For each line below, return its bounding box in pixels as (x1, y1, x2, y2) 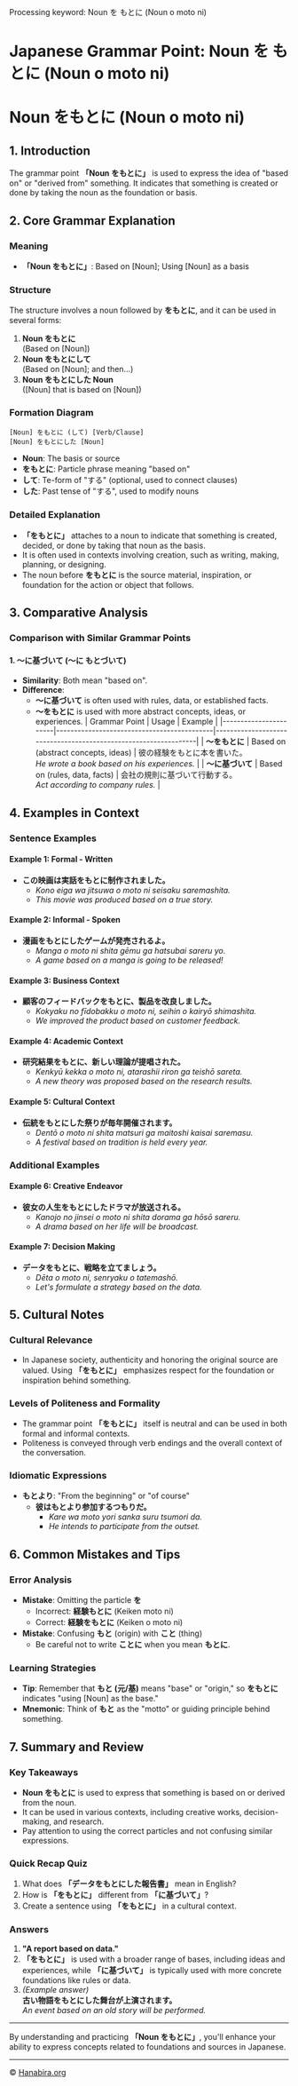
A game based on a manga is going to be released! (35, 955, 223, 965)
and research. (52, 1816, 105, 1827)
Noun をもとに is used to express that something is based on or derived (21, 1787, 286, 1797)
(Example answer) (21, 1985, 90, 1995)
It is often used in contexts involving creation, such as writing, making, (21, 549, 279, 560)
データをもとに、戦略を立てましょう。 (21, 1262, 161, 1273)
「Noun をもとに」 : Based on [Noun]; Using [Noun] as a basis (21, 260, 250, 272)
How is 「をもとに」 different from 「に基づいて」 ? (21, 1890, 209, 1900)
